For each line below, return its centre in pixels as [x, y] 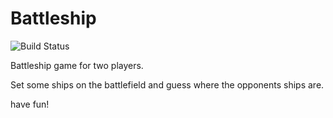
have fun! [30, 104]
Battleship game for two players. [77, 65]
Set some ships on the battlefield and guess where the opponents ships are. [167, 84]
